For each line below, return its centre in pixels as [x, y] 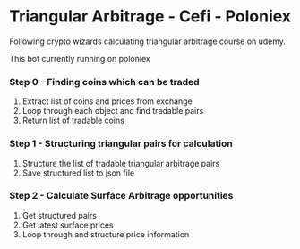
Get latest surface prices [68, 225]
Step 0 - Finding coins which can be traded [104, 82]
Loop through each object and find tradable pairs [113, 111]
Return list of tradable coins [73, 120]
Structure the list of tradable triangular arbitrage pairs [121, 163]
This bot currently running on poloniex [80, 58]
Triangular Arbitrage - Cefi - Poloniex [150, 17]
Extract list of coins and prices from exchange [107, 101]
